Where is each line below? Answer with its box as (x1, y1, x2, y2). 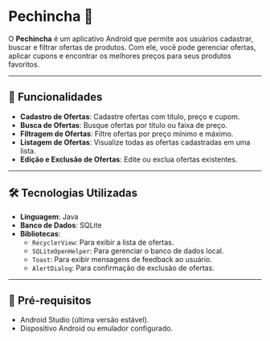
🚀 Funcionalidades (8, 90, 103, 104)
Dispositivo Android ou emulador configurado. (19, 323, 174, 333)
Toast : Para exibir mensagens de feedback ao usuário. (31, 254, 213, 264)
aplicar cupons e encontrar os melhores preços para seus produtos (8, 51, 231, 60)
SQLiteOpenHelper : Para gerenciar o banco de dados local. (31, 245, 224, 256)
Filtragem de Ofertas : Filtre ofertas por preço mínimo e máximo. (19, 129, 234, 138)
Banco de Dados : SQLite (19, 220, 102, 230)
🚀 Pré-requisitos (8, 294, 92, 307)
